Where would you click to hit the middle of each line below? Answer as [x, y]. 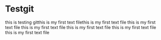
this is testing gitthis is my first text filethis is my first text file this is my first [80, 22]
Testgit [20, 9]
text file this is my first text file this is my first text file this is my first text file [80, 27]
